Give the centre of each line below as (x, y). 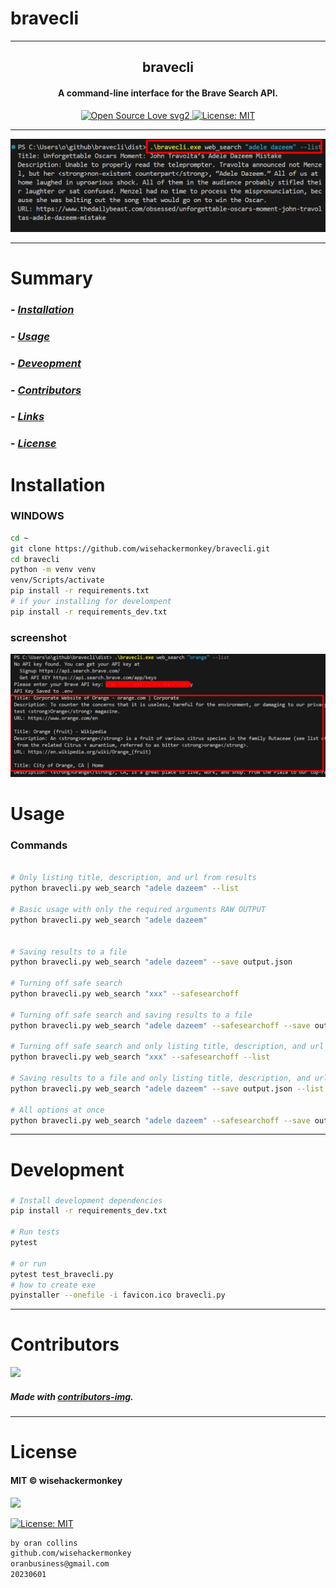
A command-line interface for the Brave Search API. (168, 93)
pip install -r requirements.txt (80, 591)
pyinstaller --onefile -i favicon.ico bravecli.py (118, 1295)
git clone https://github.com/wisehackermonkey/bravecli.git (140, 548)
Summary (51, 278)
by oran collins (44, 1543)
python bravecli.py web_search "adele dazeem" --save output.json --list (167, 1088)
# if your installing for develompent (91, 602)
